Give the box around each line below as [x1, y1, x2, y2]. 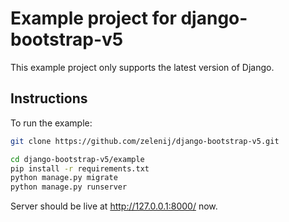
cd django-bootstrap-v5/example [10, 154, 145, 164]
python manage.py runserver [10, 182, 128, 192]
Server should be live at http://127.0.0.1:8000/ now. [10, 200, 218, 212]
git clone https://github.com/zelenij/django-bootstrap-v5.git [10, 136, 280, 146]
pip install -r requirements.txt [10, 163, 150, 174]
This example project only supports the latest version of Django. [10, 61, 275, 73]
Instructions [10, 90, 88, 107]
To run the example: [10, 117, 93, 129]
